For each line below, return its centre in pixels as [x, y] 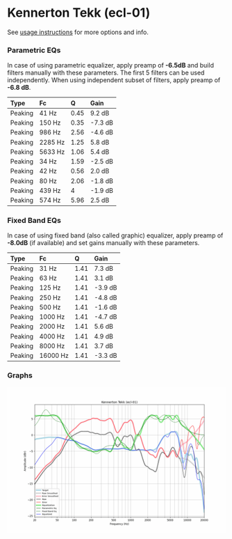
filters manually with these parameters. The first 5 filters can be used [106, 73]
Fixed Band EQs [34, 220]
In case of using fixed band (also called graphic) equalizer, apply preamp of [115, 235]
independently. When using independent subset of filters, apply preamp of [114, 80]
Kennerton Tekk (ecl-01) [79, 13]
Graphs [20, 375]
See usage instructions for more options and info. [78, 32]
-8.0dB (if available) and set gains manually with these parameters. [103, 243]
